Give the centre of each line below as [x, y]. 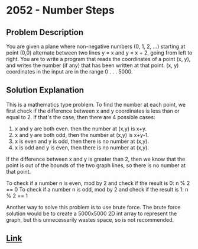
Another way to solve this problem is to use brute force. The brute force [93, 207]
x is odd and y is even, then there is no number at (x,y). [82, 147]
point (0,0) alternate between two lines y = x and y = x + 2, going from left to [99, 53]
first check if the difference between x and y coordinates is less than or [93, 111]
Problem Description [45, 32]
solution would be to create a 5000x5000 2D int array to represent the [92, 213]
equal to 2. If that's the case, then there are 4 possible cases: [81, 117]
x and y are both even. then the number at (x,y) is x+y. [81, 129]
